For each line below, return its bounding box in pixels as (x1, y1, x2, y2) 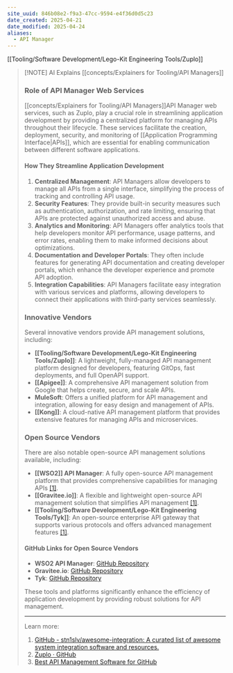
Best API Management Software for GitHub (34, 658, 157, 666)
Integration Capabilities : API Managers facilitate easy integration (34, 280, 221, 289)
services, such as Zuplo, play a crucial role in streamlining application (24, 109, 223, 117)
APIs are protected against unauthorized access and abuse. (34, 214, 206, 222)
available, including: (24, 456, 82, 464)
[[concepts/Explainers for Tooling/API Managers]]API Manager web (24, 101, 217, 110)
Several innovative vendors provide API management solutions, (24, 327, 205, 336)
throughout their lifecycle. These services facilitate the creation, (24, 123, 207, 132)
